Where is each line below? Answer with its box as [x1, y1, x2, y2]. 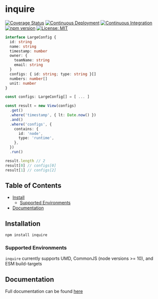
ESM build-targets [5, 261, 42, 267]
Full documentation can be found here [5, 289, 83, 295]
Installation [5, 219, 41, 228]
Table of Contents [5, 181, 62, 189]
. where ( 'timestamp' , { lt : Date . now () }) [9, 113, 97, 118]
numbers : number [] [9, 76, 48, 81]
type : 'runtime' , [18, 135, 54, 141]
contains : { [14, 126, 39, 131]
